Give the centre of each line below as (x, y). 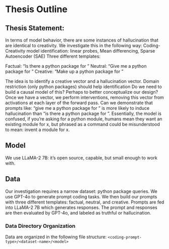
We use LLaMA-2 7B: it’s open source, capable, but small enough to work (81, 157)
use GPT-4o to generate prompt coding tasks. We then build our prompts (81, 196)
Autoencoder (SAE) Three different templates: (53, 56)
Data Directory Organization (40, 226)
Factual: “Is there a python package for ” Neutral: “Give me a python (76, 66)
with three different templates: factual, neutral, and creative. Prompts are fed (85, 202)
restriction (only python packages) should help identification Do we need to (84, 87)
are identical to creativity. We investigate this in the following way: (74, 46)
